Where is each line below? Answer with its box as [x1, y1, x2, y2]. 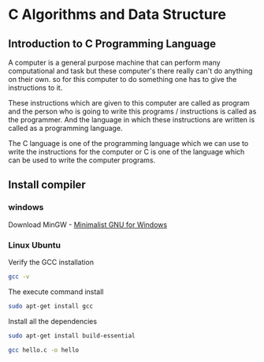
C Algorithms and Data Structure [8, 6, 227, 24]
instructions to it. [8, 83, 63, 92]
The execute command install [8, 286, 104, 297]
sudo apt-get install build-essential [8, 331, 136, 340]
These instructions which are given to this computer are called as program [8, 99, 250, 107]
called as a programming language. [8, 124, 123, 132]
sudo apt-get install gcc [8, 302, 93, 310]
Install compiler [8, 178, 87, 192]
